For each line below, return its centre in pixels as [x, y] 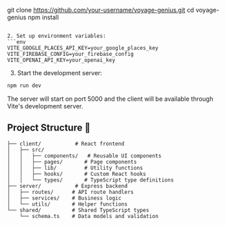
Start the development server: [60, 73]
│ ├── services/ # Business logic [64, 198]
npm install [43, 17]
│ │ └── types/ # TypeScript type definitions [91, 180]
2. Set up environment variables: [57, 36]
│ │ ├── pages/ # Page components [72, 162]
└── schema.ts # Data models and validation [89, 216]
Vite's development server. [45, 106]
